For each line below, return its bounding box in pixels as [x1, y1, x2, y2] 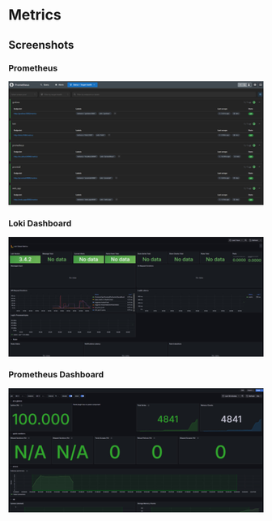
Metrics [8, 6, 62, 24]
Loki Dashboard [8, 217, 72, 229]
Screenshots [8, 38, 74, 52]
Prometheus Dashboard [8, 369, 104, 381]
